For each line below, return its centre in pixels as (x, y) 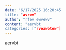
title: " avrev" (21, 15)
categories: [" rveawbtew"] (33, 29)
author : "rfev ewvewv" (29, 19)
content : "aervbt (23, 24)
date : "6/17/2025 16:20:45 (33, 10)
